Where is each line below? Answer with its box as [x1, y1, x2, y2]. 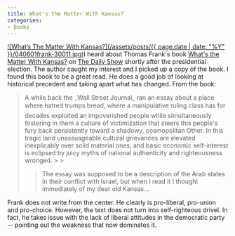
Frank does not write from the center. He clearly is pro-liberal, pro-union [7, 198, 216, 207]
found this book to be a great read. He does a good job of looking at [7, 72, 204, 81]
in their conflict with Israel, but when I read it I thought [41, 177, 199, 186]
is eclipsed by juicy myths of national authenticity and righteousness [24, 149, 223, 157]
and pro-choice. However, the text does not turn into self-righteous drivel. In [7, 206, 228, 214]
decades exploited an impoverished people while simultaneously [24, 112, 212, 120]
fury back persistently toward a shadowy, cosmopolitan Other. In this [24, 126, 224, 135]
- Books [7, 23, 30, 30]
